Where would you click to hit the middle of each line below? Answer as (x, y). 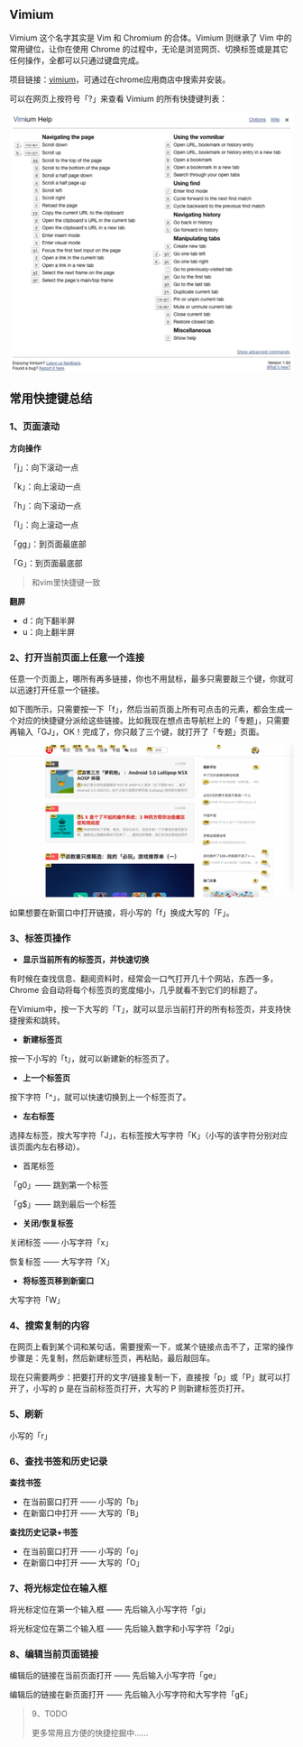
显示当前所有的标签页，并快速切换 (86, 959)
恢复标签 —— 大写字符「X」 (62, 1261)
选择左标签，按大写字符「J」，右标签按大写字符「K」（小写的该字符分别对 (145, 1135)
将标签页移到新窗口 (58, 1281)
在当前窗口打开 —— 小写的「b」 (83, 1502)
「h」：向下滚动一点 (46, 505)
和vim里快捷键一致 (66, 582)
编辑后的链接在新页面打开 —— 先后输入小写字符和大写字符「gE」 (131, 1695)
